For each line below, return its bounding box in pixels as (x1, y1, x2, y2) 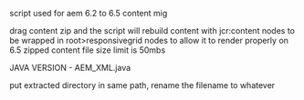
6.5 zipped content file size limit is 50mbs (9, 45, 166, 55)
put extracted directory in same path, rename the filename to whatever (9, 80, 276, 90)
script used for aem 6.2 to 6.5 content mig (9, 8, 168, 18)
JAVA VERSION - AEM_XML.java (9, 63, 131, 73)
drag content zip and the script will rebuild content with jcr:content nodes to (9, 25, 295, 35)
